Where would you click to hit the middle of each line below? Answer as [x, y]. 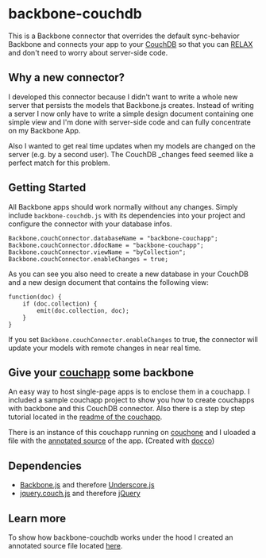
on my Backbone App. [44, 130]
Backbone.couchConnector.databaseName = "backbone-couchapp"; [113, 238]
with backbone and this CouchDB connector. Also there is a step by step [127, 409]
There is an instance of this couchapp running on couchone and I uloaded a [132, 433]
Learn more [37, 518]
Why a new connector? [67, 77]
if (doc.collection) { [60, 304]
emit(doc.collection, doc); [83, 310]
